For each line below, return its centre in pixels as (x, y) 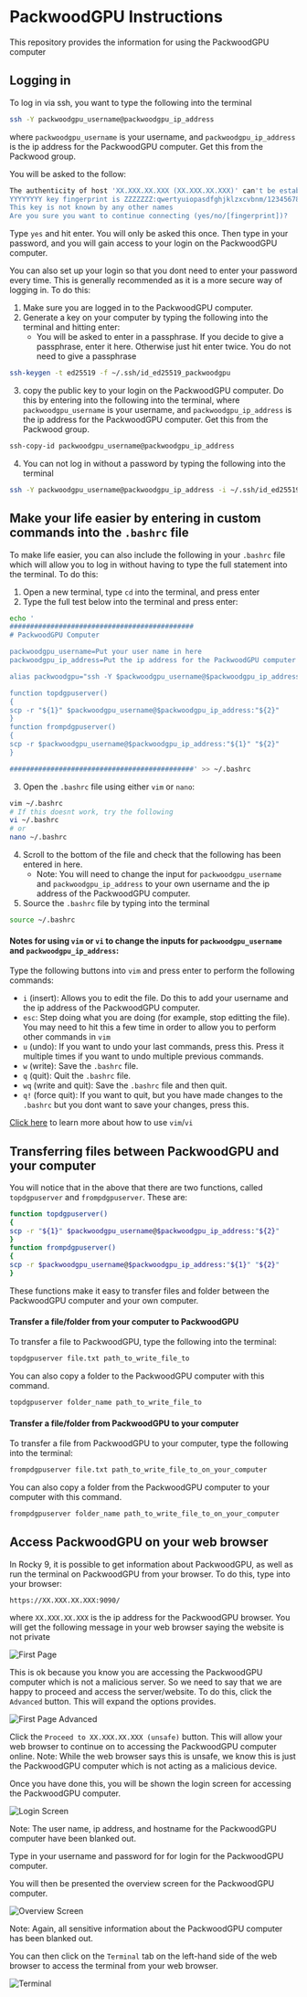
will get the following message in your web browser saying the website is (147, 1627)
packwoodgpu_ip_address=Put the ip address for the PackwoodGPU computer (153, 660)
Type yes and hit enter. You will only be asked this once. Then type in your (149, 234)
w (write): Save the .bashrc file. (80, 1066)
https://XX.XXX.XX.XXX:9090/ (65, 1601)
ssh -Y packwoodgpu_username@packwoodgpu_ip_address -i (118, 490)
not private (30, 1636)
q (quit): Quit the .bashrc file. (76, 1076)
